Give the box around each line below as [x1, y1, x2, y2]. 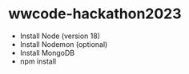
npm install [19, 56, 57, 66]
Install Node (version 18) [19, 31, 101, 41]
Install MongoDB [19, 48, 75, 57]
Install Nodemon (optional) [19, 39, 108, 49]
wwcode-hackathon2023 [8, 5, 182, 23]
